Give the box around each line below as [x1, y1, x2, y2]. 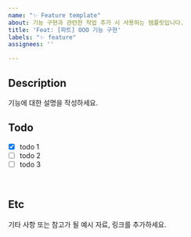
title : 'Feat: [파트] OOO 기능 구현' [8, 26, 121, 34]
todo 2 [19, 150, 41, 160]
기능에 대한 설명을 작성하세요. [8, 98, 99, 107]
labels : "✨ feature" [8, 33, 77, 41]
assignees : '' [8, 41, 55, 48]
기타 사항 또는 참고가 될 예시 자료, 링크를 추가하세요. [8, 220, 167, 229]
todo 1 [19, 142, 40, 151]
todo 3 [19, 160, 41, 169]
